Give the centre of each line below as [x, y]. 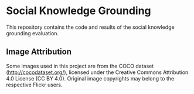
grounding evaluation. [33, 33]
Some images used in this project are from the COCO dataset [80, 66]
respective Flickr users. [34, 85]
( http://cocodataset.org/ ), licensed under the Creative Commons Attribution [97, 72]
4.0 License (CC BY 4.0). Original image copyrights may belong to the [90, 78]
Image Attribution [39, 52]
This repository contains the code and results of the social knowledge [90, 27]
